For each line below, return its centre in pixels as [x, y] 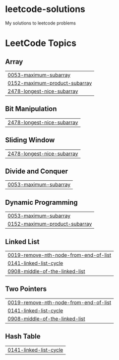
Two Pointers [26, 289]
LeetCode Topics [41, 43]
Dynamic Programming [41, 202]
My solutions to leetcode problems [40, 23]
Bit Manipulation [31, 109]
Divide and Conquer [37, 171]
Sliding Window [30, 140]
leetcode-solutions [45, 9]
